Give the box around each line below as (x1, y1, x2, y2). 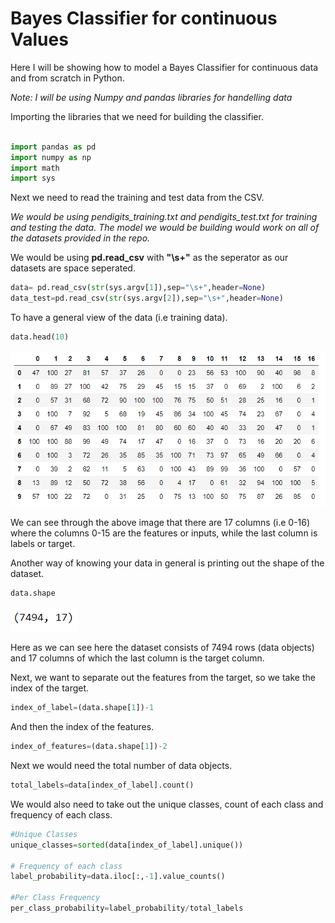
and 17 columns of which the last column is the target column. (10, 652, 265, 664)
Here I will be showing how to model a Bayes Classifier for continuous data (10, 61, 319, 73)
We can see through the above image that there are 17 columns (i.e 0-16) (10, 517, 311, 529)
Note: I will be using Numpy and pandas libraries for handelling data (10, 91, 293, 103)
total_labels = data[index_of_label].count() (10, 780, 195, 791)
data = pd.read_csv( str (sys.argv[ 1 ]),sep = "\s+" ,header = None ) (10, 283, 267, 293)
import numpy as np (10, 152, 92, 162)
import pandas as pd (10, 142, 97, 152)
